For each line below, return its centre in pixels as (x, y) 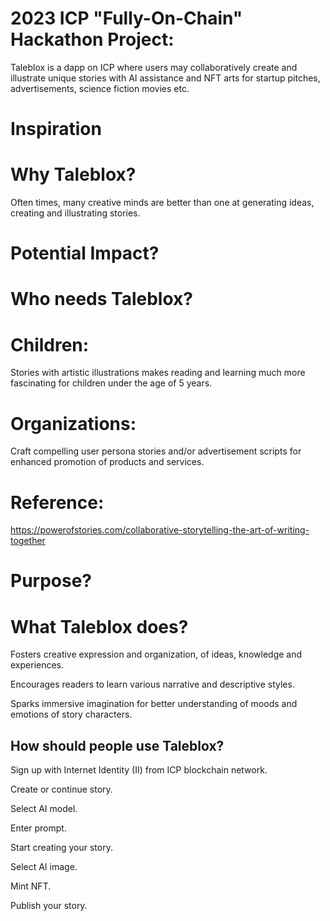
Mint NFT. (31, 886)
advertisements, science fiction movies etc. (100, 88)
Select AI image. (44, 867)
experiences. (37, 665)
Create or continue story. (61, 789)
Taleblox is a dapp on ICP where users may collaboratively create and (154, 67)
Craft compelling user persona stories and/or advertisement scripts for (156, 451)
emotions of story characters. (71, 714)
